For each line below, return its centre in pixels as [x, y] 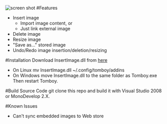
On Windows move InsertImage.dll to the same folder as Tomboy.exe [85, 76]
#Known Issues [21, 106]
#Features [47, 8]
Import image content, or [46, 23]
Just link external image [45, 29]
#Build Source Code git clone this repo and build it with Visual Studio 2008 [83, 91]
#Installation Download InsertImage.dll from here [57, 60]
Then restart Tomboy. [35, 81]
